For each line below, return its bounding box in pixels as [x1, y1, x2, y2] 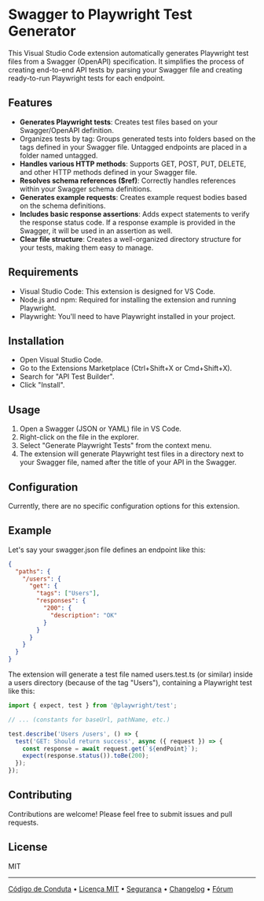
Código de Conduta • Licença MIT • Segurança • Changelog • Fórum [8, 884, 233, 893]
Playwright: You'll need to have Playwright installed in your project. [19, 311, 236, 321]
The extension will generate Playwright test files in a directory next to [19, 449, 244, 458]
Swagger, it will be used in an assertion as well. [19, 226, 173, 235]
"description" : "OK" [49, 611, 118, 619]
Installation [8, 334, 64, 347]
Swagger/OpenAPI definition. [19, 125, 114, 135]
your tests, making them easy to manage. [19, 243, 154, 252]
